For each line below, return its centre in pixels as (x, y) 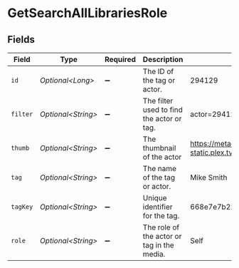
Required (120, 60)
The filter (158, 101)
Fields (21, 40)
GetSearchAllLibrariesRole (87, 13)
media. (154, 254)
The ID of (158, 71)
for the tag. (161, 216)
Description (163, 60)
